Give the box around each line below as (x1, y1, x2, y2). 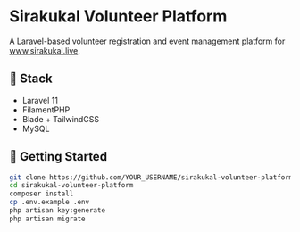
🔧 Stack (9, 71, 54, 87)
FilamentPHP (21, 104, 71, 115)
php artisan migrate (9, 214, 87, 223)
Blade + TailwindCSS (21, 113, 100, 124)
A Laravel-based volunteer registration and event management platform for (9, 36, 286, 46)
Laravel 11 (21, 95, 58, 105)
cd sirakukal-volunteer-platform (9, 181, 134, 190)
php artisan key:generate (9, 206, 105, 215)
